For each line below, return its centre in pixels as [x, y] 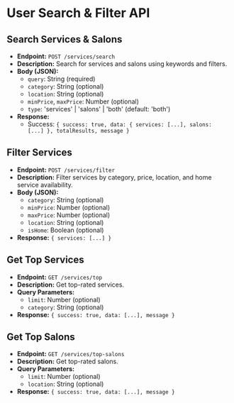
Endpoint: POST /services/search [66, 56]
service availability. [45, 184]
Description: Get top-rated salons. [67, 361]
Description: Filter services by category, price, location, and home [114, 177]
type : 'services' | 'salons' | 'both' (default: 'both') [99, 109]
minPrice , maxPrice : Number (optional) [83, 101]
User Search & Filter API [78, 13]
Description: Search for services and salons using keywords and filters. [122, 64]
